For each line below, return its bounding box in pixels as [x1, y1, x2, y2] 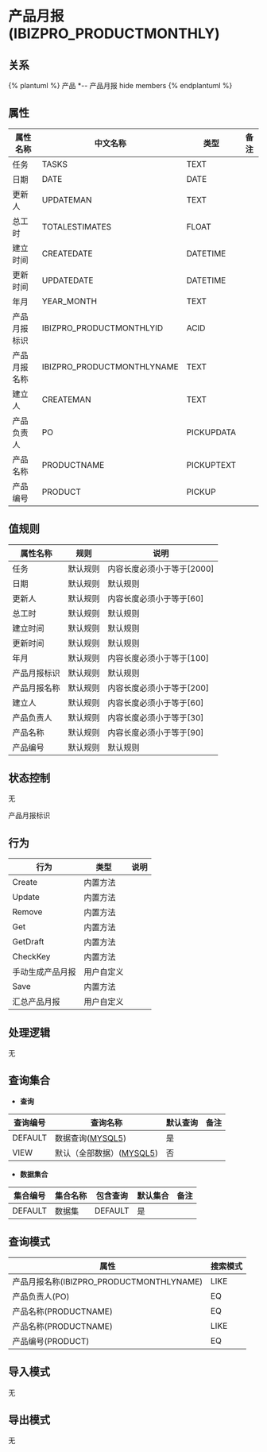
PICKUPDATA [186, 427, 237, 438]
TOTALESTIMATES [41, 221, 112, 232]
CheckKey [12, 951, 51, 962]
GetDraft [12, 936, 44, 948]
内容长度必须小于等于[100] [107, 652, 209, 663]
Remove [12, 906, 43, 917]
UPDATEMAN [41, 194, 93, 205]
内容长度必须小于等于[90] [107, 727, 204, 738]
